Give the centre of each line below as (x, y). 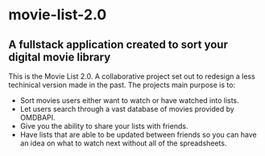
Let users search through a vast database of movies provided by (127, 109)
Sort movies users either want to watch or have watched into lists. (129, 101)
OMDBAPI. (37, 117)
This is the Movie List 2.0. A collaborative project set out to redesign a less (132, 76)
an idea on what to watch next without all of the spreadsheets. (123, 143)
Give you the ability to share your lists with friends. (104, 126)
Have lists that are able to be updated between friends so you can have (138, 135)
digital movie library (60, 57)
